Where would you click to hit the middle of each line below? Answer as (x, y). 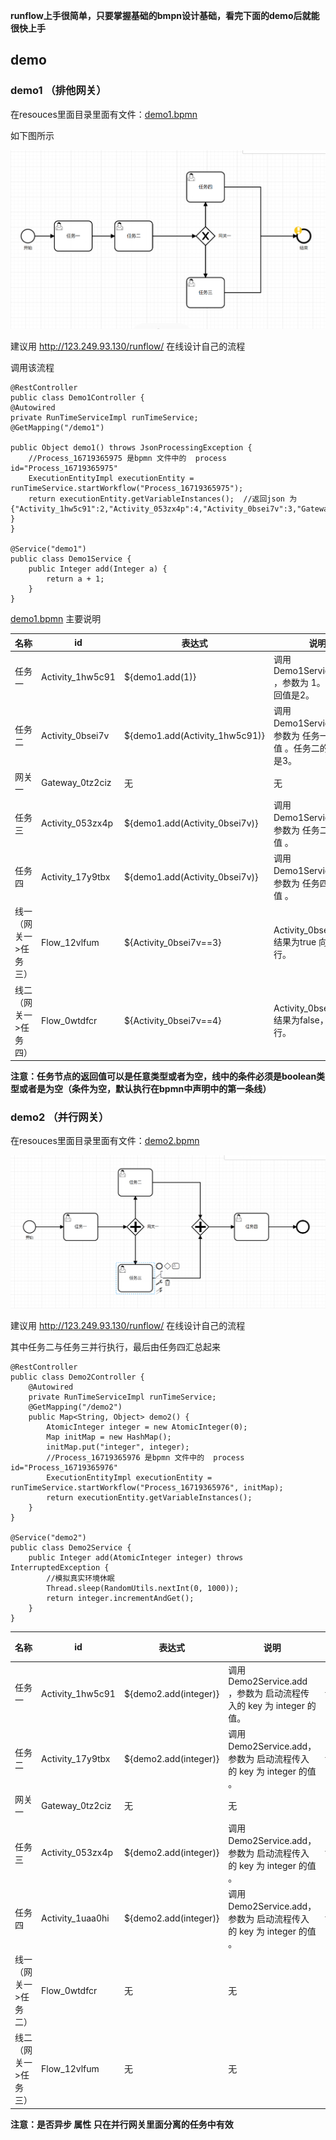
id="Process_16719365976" (64, 1468)
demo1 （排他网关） (58, 91)
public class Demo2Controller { (77, 1377)
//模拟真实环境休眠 (80, 1579)
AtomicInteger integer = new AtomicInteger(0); (147, 1427)
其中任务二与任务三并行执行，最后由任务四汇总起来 (115, 1347)
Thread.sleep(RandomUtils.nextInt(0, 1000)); (143, 1589)
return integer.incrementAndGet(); (120, 1599)
